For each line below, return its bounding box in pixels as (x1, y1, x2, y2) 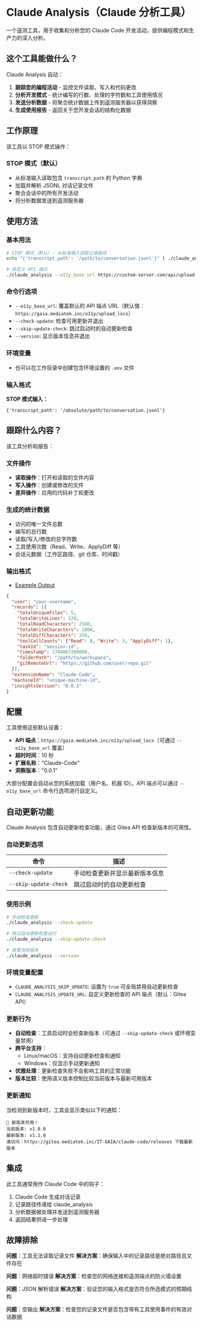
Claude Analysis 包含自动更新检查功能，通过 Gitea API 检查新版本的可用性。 (6, 824, 195, 831)
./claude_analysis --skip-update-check (6, 937, 106, 943)
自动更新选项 (6, 840, 44, 848)
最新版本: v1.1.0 (6, 1132, 46, 1138)
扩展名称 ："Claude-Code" (14, 759, 80, 767)
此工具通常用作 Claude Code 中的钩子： (6, 1180, 105, 1187)
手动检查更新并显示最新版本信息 (73, 869, 164, 877)
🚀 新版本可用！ (6, 1119, 39, 1126)
